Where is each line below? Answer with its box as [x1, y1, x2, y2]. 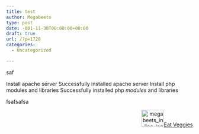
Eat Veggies [163, 121, 193, 128]
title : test [6, 8, 36, 15]
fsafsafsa [6, 98, 29, 105]
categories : [6, 42, 36, 48]
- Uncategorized [11, 47, 52, 53]
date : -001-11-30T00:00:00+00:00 [6, 25, 89, 31]
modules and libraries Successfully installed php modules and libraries [6, 87, 179, 94]
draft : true [6, 31, 36, 37]
